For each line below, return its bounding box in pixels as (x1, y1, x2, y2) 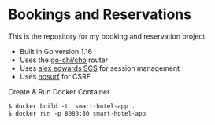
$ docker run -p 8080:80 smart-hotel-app (8, 109, 146, 117)
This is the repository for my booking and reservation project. (8, 31, 207, 41)
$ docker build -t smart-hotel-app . (8, 102, 135, 110)
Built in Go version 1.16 (19, 46, 93, 56)
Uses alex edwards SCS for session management (19, 63, 180, 72)
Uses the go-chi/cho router (19, 55, 109, 64)
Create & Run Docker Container (8, 86, 110, 96)
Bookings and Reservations (8, 6, 191, 24)
